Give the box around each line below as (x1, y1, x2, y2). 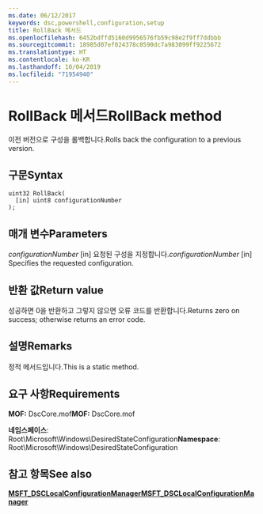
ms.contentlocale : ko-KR (8, 56, 90, 64)
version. (8, 143, 35, 153)
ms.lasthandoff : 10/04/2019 (8, 63, 101, 71)
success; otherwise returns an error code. (8, 315, 146, 324)
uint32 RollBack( (8, 190, 66, 198)
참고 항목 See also (8, 467, 93, 481)
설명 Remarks (8, 339, 73, 353)
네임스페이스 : (8, 425, 49, 435)
